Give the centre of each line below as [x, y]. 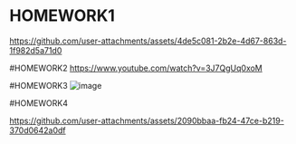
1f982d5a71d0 [36, 50]
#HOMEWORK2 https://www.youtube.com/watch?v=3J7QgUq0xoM [136, 68]
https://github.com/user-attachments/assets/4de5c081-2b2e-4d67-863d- [148, 41]
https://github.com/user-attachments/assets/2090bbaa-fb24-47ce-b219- [147, 120]
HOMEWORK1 [62, 16]
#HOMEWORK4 [38, 103]
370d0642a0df [38, 130]
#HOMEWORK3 [38, 85]
